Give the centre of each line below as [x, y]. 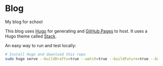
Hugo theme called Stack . [31, 36]
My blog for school [24, 22]
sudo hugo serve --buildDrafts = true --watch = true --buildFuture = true [77, 59]
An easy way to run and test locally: [41, 45]
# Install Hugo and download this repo [45, 54]
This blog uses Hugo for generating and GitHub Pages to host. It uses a [76, 31]
